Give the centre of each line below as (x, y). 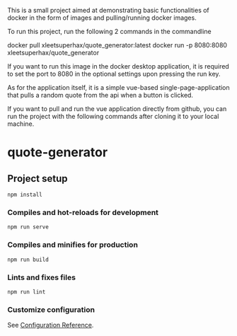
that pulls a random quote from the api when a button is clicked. (100, 95)
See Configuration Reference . (51, 325)
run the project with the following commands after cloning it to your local (113, 116)
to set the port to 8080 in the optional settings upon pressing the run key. (114, 74)
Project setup (38, 179)
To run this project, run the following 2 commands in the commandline (109, 31)
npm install (25, 195)
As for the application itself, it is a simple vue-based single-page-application (118, 87)
